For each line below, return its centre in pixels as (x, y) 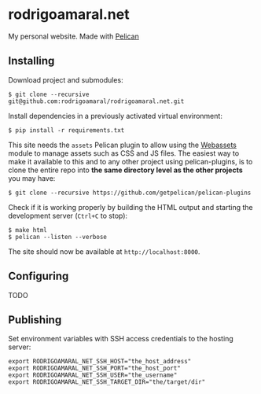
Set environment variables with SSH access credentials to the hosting (121, 339)
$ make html (28, 230)
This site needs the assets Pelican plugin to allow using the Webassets (123, 145)
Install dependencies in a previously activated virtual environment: (115, 116)
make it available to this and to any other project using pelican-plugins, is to (130, 161)
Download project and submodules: (66, 79)
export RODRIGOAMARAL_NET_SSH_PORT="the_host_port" (94, 368)
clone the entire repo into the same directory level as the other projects (126, 170)
